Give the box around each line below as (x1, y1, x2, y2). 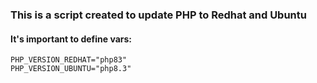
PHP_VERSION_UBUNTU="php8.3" (10, 64, 132, 74)
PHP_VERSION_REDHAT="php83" (10, 55, 128, 65)
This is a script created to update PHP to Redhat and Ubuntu (10, 8, 307, 22)
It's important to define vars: (10, 33, 133, 45)
